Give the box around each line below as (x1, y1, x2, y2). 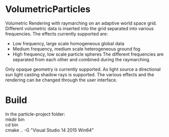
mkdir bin (5, 116, 25, 122)
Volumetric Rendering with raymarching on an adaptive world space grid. (5, 20, 157, 26)
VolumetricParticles (5, 4, 91, 15)
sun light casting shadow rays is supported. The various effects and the (5, 71, 154, 77)
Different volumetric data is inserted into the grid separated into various (5, 25, 154, 31)
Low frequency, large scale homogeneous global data (12, 40, 125, 46)
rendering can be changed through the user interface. (5, 77, 118, 83)
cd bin (5, 121, 19, 127)
